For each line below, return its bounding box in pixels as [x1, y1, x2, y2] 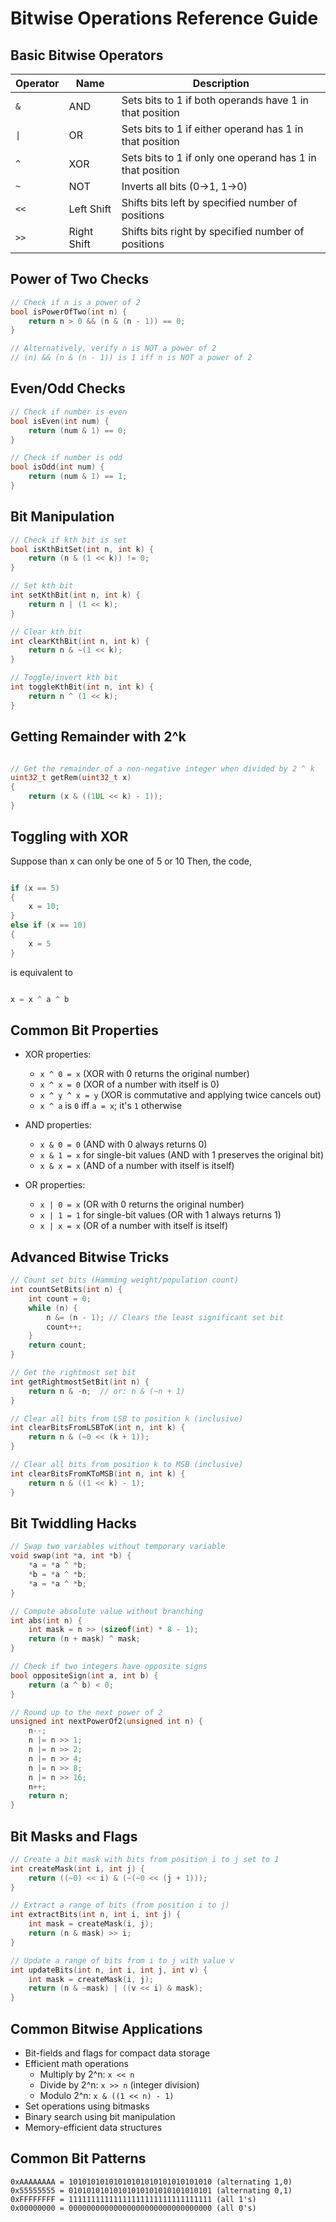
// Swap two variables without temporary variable [10, 1542, 226, 1552]
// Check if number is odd [10, 453, 123, 463]
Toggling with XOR [10, 828, 129, 846]
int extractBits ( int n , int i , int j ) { [10, 1910, 182, 1920]
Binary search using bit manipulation [24, 2111, 176, 2122]
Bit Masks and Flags [10, 1828, 138, 1845]
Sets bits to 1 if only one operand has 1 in [121, 151, 317, 164]
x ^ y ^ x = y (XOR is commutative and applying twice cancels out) [39, 1089, 322, 1101]
